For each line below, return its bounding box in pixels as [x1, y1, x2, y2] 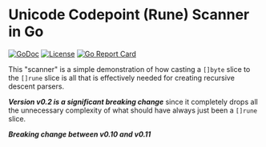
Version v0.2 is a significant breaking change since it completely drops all [8, 97, 258, 106]
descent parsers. [8, 81, 65, 91]
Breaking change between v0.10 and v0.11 [8, 129, 151, 139]
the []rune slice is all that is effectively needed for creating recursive [8, 73, 235, 82]
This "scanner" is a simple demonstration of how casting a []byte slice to [8, 64, 251, 73]
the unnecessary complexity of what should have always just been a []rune [8, 105, 258, 115]
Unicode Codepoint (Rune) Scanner [8, 6, 250, 24]
